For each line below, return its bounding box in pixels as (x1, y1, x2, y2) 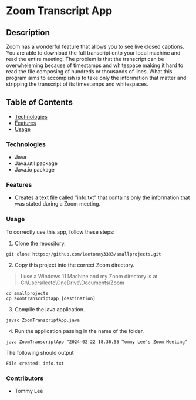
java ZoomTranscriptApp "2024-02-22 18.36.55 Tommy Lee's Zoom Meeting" (6, 339, 188, 345)
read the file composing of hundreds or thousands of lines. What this (6, 68, 173, 75)
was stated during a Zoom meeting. (14, 200, 101, 207)
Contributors (6, 374, 44, 382)
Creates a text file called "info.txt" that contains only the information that (14, 194, 190, 201)
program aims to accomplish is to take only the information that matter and (6, 75, 187, 81)
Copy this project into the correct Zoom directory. (14, 261, 135, 268)
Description (6, 28, 50, 38)
